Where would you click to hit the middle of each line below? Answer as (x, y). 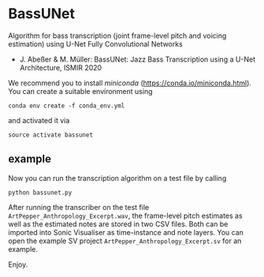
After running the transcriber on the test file (79, 207)
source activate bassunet (50, 135)
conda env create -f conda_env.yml (67, 106)
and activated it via (39, 120)
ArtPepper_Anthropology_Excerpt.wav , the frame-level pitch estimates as (125, 215)
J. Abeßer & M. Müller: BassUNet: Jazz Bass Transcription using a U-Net (138, 59)
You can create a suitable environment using (80, 91)
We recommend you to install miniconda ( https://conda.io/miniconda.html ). (130, 83)
